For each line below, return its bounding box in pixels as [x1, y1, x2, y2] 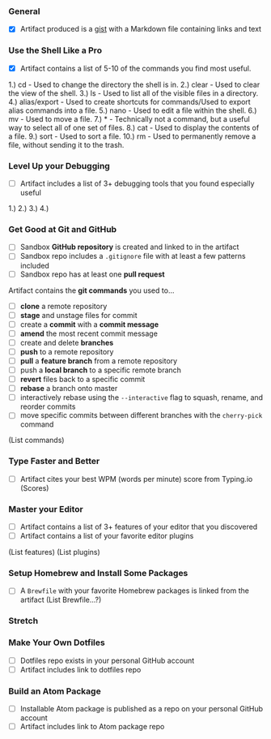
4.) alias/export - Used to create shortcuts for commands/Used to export [8, 97, 251, 106]
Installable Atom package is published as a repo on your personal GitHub [19, 704, 263, 714]
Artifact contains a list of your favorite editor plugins [19, 531, 194, 541]
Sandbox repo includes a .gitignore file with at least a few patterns [19, 251, 246, 261]
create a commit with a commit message [19, 319, 159, 329]
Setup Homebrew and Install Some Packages [8, 568, 188, 579]
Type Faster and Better [8, 456, 100, 467]
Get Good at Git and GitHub [8, 224, 117, 234]
